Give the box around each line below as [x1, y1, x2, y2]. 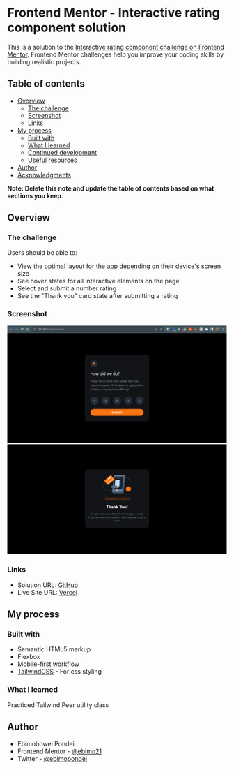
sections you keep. [7, 191, 64, 200]
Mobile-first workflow [17, 660, 80, 668]
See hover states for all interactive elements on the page [17, 277, 180, 286]
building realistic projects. [7, 57, 81, 66]
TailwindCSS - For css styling [17, 667, 102, 676]
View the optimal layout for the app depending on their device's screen [17, 262, 221, 270]
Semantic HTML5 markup [17, 645, 91, 653]
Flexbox [17, 653, 40, 661]
